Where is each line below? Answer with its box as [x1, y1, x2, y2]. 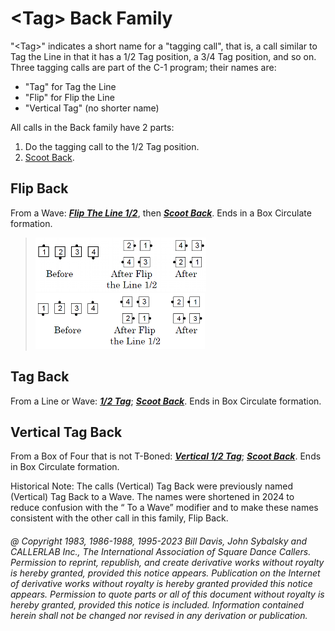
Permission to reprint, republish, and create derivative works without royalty [10, 556, 325, 568]
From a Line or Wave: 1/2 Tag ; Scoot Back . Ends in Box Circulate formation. [10, 395, 322, 407]
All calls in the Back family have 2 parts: [10, 121, 175, 133]
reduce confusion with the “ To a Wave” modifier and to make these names [10, 502, 319, 514]
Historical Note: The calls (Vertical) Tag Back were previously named [10, 480, 294, 492]
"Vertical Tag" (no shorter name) [24, 102, 160, 114]
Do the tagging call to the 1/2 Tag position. [24, 140, 200, 152]
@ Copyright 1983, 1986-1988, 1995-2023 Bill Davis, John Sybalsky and [10, 535, 308, 547]
